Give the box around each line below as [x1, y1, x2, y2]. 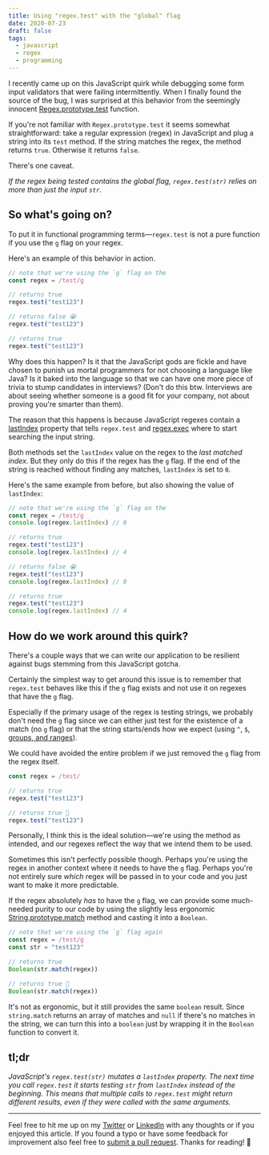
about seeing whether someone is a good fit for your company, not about [8, 391, 250, 400]
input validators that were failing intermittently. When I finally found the [8, 87, 242, 96]
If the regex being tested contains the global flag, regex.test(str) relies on [8, 176, 258, 185]
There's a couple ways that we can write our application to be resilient [8, 650, 240, 660]
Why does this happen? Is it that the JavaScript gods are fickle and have [8, 356, 247, 366]
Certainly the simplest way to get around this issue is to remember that [8, 675, 242, 684]
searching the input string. [8, 432, 95, 441]
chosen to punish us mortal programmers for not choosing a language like [8, 365, 253, 375]
